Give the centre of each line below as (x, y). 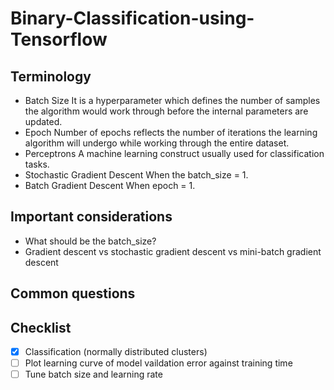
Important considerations (91, 217)
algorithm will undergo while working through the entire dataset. (157, 143)
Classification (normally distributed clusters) (116, 352)
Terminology (51, 76)
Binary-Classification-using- (132, 18)
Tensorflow (59, 39)
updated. (43, 121)
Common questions (73, 293)
